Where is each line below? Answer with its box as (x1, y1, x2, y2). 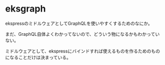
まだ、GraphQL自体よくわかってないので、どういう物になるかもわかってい (5, 31, 160, 37)
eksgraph (5, 3, 46, 15)
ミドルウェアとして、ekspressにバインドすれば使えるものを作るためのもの (5, 48, 160, 54)
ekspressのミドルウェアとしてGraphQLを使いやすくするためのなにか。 (5, 20, 152, 26)
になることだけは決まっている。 (5, 54, 71, 60)
